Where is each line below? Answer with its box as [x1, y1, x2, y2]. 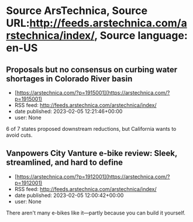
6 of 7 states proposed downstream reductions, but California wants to [6, 126, 177, 132]
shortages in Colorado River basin [6, 74, 133, 84]
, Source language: [94, 29, 188, 42]
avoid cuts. [6, 131, 33, 138]
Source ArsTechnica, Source [6, 4, 148, 18]
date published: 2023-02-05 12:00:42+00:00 [14, 192, 124, 199]
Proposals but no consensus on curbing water [6, 64, 178, 74]
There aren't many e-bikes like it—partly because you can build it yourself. [6, 209, 186, 216]
